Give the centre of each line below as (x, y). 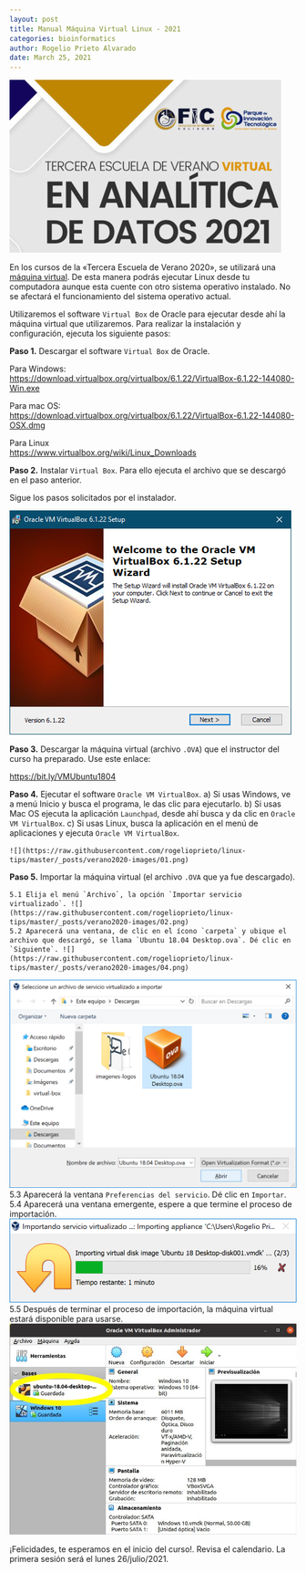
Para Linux (30, 443)
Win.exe (25, 389)
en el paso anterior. (46, 480)
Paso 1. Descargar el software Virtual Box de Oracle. (110, 351)
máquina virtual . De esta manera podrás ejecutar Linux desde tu (130, 277)
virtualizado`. (38, 904)
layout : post (34, 19)
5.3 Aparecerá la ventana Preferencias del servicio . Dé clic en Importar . (148, 1194)
